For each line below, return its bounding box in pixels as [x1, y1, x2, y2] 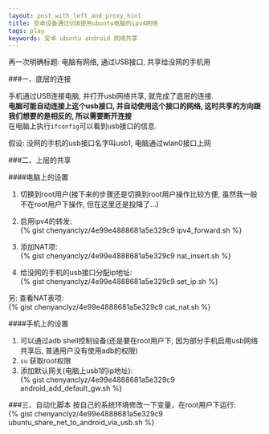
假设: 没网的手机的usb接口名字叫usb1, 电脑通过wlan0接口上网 [8, 138, 211, 148]
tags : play [8, 26, 45, 34]
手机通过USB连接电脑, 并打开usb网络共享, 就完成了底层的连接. [8, 91, 214, 101]
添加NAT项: [19, 242, 58, 252]
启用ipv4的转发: [19, 217, 72, 226]
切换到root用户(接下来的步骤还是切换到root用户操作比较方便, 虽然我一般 [19, 189, 258, 199]
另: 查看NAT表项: [8, 294, 64, 303]
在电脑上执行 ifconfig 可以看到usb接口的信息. [8, 121, 157, 131]
